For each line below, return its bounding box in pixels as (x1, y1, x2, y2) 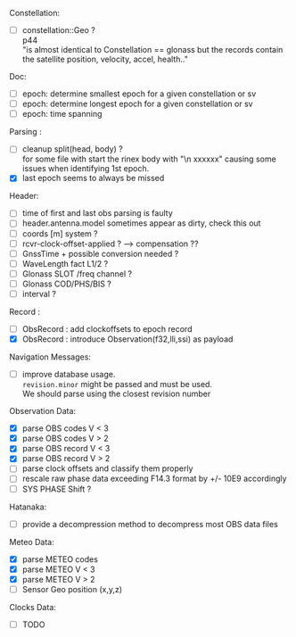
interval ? (21, 288, 56, 299)
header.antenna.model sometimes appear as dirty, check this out (21, 218, 261, 228)
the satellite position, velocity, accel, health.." (21, 54, 189, 65)
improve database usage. (21, 369, 116, 380)
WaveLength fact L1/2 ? (21, 258, 109, 269)
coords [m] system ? (21, 227, 98, 239)
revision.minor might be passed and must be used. (21, 379, 212, 390)
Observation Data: (9, 406, 77, 417)
